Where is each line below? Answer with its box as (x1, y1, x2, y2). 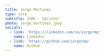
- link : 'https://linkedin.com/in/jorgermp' (9, 30, 101, 35)
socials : (5, 25, 23, 30)
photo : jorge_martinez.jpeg (5, 20, 62, 26)
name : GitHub (14, 43, 40, 48)
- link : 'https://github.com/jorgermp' (9, 39, 90, 44)
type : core (5, 12, 27, 17)
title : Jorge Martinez (5, 7, 51, 12)
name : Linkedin (14, 35, 45, 39)
